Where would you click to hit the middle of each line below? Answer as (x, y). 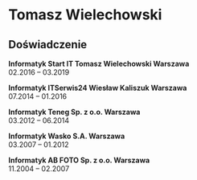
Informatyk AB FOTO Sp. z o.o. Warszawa (79, 160)
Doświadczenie (48, 45)
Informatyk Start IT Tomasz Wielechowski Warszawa (99, 63)
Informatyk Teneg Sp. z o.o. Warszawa (74, 112)
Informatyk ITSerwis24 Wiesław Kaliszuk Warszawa (98, 88)
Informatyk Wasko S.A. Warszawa (67, 136)
